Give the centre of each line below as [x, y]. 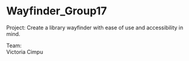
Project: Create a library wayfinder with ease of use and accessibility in [95, 28]
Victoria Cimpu [25, 51]
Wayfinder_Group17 [57, 11]
